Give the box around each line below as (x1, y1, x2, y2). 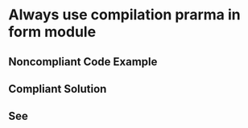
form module (8, 23, 97, 41)
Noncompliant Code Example (8, 55, 158, 68)
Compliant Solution (8, 82, 107, 96)
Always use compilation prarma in (8, 6, 241, 24)
